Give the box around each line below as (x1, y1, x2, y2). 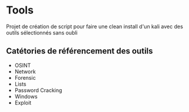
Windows (14, 93, 38, 100)
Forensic (14, 74, 37, 81)
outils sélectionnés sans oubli (6, 29, 78, 36)
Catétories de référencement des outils (6, 46, 153, 56)
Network (14, 68, 37, 75)
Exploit (14, 99, 32, 106)
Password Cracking (14, 86, 62, 94)
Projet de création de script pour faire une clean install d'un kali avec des (6, 23, 184, 30)
